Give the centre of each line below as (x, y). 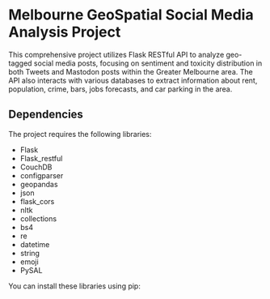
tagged (20, 63)
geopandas (39, 184)
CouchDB (36, 167)
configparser (42, 175)
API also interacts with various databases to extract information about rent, (133, 80)
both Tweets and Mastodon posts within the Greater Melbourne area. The (131, 71)
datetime (35, 244)
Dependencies (46, 115)
